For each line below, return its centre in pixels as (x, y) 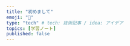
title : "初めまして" (30, 12)
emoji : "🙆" (20, 17)
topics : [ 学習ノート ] (31, 28)
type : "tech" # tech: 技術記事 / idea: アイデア (65, 23)
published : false (28, 34)
